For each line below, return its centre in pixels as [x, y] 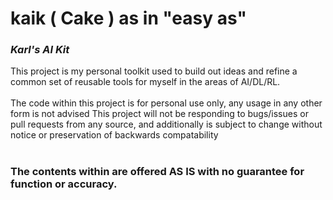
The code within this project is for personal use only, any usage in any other [166, 103]
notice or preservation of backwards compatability [114, 135]
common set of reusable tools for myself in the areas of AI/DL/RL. [145, 82]
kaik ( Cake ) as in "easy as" [128, 18]
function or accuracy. [64, 184]
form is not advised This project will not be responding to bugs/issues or [159, 114]
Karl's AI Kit [40, 50]
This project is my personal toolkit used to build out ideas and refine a [154, 71]
